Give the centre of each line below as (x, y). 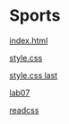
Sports (35, 16)
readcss (24, 110)
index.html (29, 40)
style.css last (34, 75)
